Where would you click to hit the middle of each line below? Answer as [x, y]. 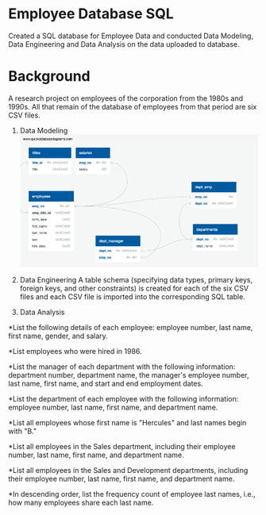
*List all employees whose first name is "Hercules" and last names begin [127, 423]
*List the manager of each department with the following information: [122, 367]
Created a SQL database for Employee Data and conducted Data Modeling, [131, 36]
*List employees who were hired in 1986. [75, 352]
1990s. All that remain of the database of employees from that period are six [133, 106]
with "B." [23, 431]
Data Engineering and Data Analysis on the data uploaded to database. [124, 44]
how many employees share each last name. [81, 503]
